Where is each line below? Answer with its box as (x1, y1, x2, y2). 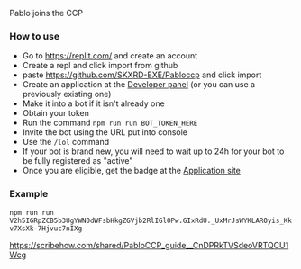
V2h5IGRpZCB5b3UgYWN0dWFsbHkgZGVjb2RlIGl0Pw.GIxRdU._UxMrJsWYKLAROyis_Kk (9, 216, 293, 225)
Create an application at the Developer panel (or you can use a (22, 79, 255, 90)
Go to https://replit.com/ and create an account (22, 50, 198, 61)
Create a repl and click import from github (22, 60, 178, 71)
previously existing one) (22, 89, 112, 100)
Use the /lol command (22, 137, 110, 148)
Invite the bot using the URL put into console (22, 127, 187, 138)
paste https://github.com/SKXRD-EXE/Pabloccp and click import (22, 69, 262, 80)
